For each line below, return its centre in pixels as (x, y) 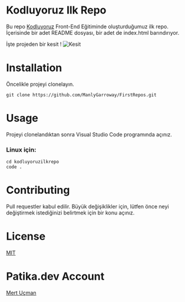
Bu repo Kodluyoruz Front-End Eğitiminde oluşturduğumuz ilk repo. (87, 26)
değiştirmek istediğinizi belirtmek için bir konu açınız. (70, 213)
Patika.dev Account (55, 276)
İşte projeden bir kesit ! (34, 44)
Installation (34, 68)
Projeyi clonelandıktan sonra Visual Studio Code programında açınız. (89, 134)
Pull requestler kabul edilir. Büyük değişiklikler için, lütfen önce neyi (87, 207)
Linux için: (21, 149)
